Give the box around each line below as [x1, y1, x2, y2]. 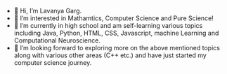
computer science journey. [13, 59, 92, 66]
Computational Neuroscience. [13, 36, 100, 45]
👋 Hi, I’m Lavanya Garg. [13, 7, 82, 15]
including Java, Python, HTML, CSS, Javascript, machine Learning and [13, 29, 219, 37]
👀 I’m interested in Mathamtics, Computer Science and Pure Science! [13, 14, 214, 22]
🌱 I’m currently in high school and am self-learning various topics [13, 22, 203, 29]
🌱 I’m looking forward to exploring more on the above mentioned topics [13, 44, 220, 52]
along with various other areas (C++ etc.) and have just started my [13, 51, 207, 59]
